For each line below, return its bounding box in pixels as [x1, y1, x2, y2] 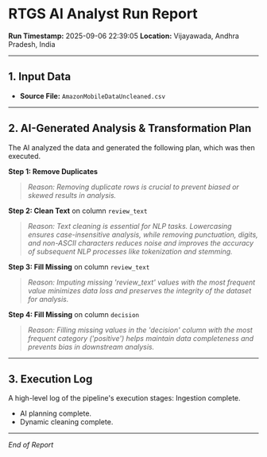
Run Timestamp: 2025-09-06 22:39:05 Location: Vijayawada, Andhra [8, 31, 240, 41]
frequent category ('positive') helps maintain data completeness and [27, 333, 254, 343]
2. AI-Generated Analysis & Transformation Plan [8, 122, 252, 135]
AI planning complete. [19, 409, 92, 418]
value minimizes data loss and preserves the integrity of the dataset [27, 285, 252, 295]
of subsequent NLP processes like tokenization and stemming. [27, 246, 233, 256]
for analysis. [27, 294, 69, 304]
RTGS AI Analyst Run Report [8, 5, 199, 23]
